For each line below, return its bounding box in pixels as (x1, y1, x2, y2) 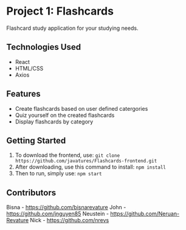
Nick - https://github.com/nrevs (30, 217, 109, 224)
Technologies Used (6, 42, 81, 52)
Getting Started (6, 135, 66, 145)
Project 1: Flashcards (6, 4, 114, 18)
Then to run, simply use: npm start (15, 170, 102, 177)
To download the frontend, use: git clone (15, 152, 120, 159)
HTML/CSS (15, 64, 44, 72)
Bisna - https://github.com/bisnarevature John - (6, 204, 126, 211)
